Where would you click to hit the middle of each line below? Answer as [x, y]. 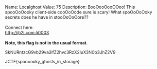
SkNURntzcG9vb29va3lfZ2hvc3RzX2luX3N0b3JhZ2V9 [60, 52]
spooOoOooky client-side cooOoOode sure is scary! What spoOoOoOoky [78, 12]
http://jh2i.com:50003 [27, 33]
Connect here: [19, 28]
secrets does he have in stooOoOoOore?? [47, 17]
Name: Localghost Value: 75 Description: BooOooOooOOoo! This [70, 7]
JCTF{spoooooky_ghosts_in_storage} [43, 62]
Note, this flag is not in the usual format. [46, 43]
